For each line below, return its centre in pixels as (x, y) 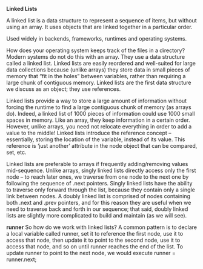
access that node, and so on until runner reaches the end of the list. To (95, 247)
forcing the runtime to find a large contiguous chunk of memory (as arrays (99, 107)
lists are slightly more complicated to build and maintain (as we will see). (97, 215)
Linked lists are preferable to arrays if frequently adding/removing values (97, 164)
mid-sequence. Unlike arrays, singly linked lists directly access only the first (101, 170)
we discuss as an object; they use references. (64, 89)
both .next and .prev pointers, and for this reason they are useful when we (99, 203)
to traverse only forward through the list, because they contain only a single (101, 190)
